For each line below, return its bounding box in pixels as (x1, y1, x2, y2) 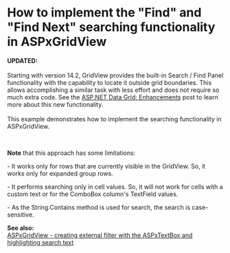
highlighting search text (7, 238, 74, 246)
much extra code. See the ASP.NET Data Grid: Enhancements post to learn (7, 93, 218, 101)
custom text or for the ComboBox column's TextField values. (7, 190, 179, 198)
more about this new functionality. (7, 100, 104, 108)
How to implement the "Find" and (7, 5, 202, 21)
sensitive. (7, 210, 34, 219)
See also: (7, 224, 34, 232)
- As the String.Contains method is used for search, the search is (7, 203, 191, 211)
